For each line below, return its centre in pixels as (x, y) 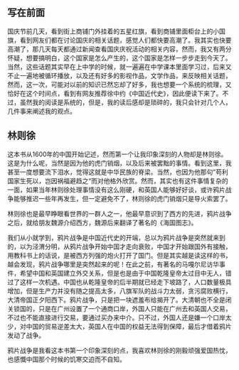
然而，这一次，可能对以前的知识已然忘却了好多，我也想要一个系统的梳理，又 (119, 85)
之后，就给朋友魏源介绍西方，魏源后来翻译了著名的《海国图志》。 (102, 222)
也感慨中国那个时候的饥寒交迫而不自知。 (67, 359)
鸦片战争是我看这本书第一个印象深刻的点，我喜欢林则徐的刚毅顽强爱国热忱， (119, 350)
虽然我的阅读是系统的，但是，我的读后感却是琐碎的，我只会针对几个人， (126, 102)
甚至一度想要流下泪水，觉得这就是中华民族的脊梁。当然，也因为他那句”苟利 (118, 172)
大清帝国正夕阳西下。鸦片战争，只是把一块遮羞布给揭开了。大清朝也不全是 (116, 300)
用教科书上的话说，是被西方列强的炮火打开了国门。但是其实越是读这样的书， (119, 255)
